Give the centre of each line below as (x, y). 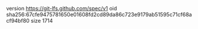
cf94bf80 (18, 21)
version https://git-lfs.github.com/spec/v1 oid (62, 8)
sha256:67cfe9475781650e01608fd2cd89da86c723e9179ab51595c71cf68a (99, 14)
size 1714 (42, 21)
